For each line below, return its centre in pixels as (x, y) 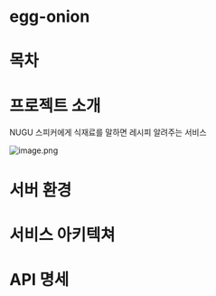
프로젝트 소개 (55, 105)
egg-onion (50, 17)
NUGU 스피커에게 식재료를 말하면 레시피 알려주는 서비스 (108, 132)
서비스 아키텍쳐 (62, 235)
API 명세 (39, 279)
